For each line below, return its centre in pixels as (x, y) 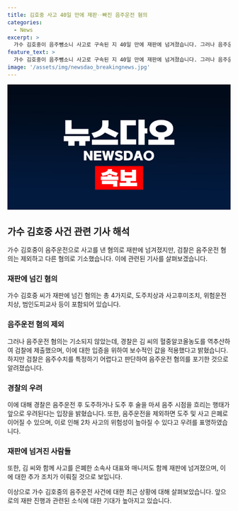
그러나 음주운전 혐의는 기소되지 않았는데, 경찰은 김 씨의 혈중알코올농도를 (107, 341)
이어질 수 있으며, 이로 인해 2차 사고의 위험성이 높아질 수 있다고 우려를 (103, 422)
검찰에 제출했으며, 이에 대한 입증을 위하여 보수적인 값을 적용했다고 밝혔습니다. (121, 350)
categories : (25, 22)
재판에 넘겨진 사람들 (39, 451)
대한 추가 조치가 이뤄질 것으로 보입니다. (68, 477)
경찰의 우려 (25, 388)
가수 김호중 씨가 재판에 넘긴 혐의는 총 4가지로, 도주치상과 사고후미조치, (104, 295)
